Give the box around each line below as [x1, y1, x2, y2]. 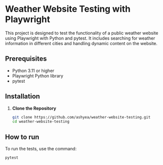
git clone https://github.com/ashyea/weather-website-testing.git [12, 115, 151, 119]
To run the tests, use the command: [5, 146, 77, 152]
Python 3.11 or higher [12, 68, 55, 73]
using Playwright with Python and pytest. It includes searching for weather [5, 35, 155, 41]
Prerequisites [5, 55, 47, 63]
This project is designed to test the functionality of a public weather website [5, 30, 159, 36]
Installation [5, 92, 40, 101]
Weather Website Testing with [5, 3, 131, 15]
